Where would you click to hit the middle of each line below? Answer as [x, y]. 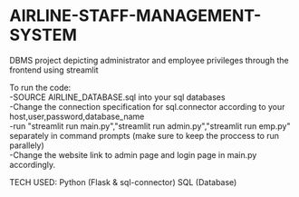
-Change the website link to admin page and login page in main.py [133, 154]
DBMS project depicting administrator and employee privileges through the [149, 60]
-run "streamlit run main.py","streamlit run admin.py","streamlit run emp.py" [150, 126]
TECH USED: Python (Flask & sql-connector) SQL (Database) [123, 182]
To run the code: [40, 87]
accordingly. [33, 164]
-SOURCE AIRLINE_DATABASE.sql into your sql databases [117, 97]
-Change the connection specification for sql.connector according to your [147, 106]
